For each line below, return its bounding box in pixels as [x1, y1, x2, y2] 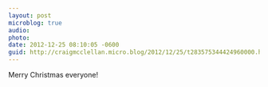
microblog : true [8, 19, 62, 27]
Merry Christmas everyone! [8, 70, 98, 79]
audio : [8, 26, 30, 34]
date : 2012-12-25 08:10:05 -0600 [8, 41, 120, 49]
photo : [8, 33, 30, 42]
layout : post [8, 11, 52, 20]
